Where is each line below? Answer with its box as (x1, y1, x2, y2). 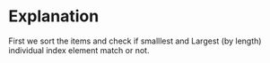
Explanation (8, 6, 100, 27)
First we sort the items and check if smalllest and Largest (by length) (8, 35, 262, 46)
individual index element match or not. (8, 44, 150, 55)
